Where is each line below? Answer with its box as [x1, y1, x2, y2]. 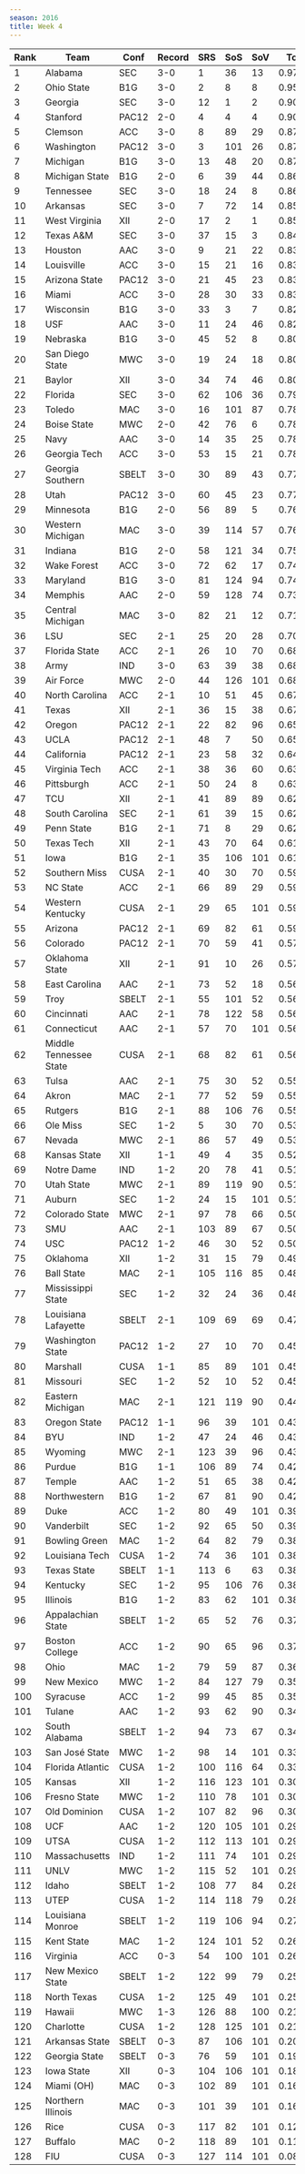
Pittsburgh [44, 777, 90, 790]
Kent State [44, 1935, 90, 1947]
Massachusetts [44, 1849, 111, 1862]
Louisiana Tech [44, 1549, 110, 1561]
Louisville [44, 259, 86, 271]
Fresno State [44, 1790, 100, 1803]
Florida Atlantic [44, 1761, 110, 1773]
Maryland [44, 574, 86, 586]
